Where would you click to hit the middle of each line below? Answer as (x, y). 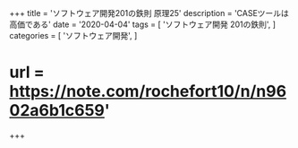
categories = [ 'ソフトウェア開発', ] (73, 35)
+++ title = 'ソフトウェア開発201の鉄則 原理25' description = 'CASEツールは (149, 13)
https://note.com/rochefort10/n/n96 (148, 91)
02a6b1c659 (57, 111)
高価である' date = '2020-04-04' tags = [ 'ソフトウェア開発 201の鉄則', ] (142, 24)
